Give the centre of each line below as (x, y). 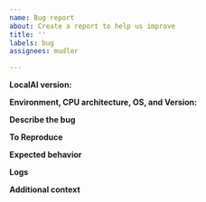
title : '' (28, 34)
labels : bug (32, 43)
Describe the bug (42, 120)
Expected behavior (46, 155)
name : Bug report (42, 18)
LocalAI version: (41, 85)
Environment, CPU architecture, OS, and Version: (103, 102)
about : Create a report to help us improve (93, 26)
